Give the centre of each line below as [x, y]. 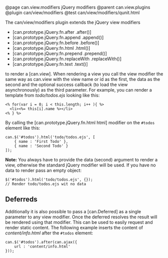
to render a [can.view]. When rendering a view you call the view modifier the [84, 74]
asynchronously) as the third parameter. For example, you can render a [78, 90]
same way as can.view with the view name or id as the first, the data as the [83, 79]
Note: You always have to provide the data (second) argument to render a [81, 160]
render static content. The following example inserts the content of [74, 227]
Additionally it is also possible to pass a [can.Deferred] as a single [73, 211]
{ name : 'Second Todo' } [41, 146]
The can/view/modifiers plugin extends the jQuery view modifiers [73, 22]
